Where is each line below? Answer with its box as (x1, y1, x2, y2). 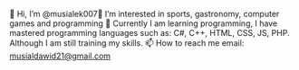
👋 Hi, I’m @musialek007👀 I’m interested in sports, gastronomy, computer (9, 9, 280, 19)
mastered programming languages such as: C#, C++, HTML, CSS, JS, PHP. (9, 28, 290, 38)
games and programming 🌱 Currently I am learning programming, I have (9, 18, 278, 29)
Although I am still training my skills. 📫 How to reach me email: (9, 38, 245, 48)
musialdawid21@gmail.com (9, 50, 111, 61)
